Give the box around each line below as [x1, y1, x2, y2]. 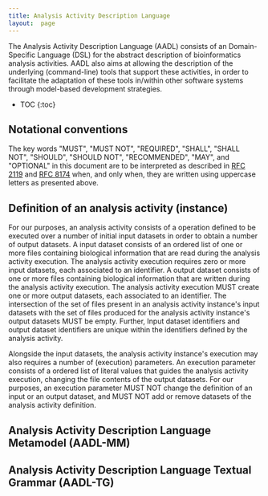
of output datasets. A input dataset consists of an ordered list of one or [8, 240, 243, 250]
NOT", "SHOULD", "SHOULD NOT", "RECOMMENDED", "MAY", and [8, 152, 230, 162]
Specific [8, 50, 36, 59]
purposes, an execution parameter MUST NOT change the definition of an [8, 383, 253, 393]
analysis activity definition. [8, 400, 96, 410]
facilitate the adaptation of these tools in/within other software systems [8, 75, 244, 85]
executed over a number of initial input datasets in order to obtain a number [8, 231, 258, 241]
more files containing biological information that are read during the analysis [8, 248, 261, 258]
